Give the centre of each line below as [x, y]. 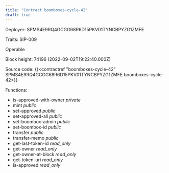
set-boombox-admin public [41, 121]
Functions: [16, 90]
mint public [25, 105]
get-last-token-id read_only [42, 143]
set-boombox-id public [37, 127]
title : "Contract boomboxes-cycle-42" [46, 10]
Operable [15, 49]
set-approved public [34, 111]
